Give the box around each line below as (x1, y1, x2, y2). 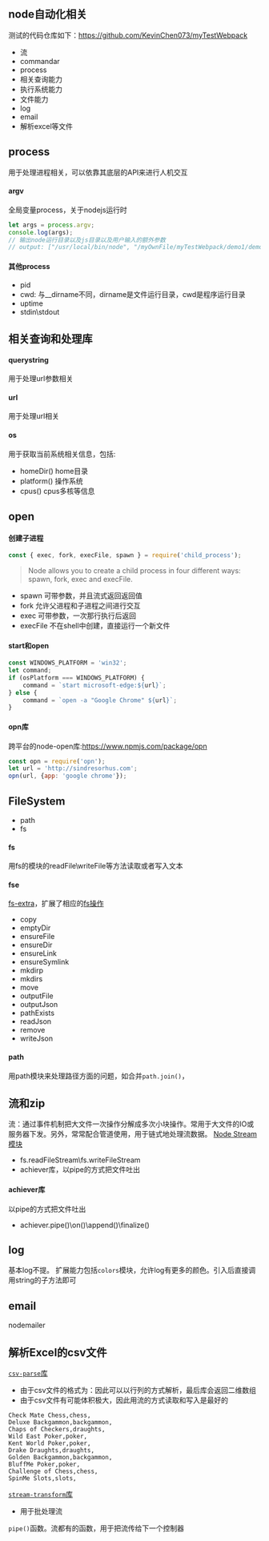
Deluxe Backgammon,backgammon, (8, 1419, 113, 1427)
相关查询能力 (19, 74, 62, 84)
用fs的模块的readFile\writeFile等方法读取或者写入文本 (8, 861, 183, 871)
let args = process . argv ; (8, 221, 94, 229)
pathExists (19, 1008, 54, 1018)
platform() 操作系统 (19, 476, 83, 486)
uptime (19, 299, 44, 308)
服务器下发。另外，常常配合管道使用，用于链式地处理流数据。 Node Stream (8, 1130, 258, 1139)
